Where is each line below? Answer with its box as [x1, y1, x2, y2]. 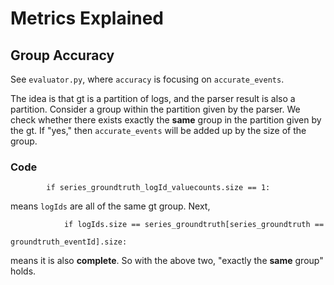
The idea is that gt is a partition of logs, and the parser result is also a [10, 93, 296, 104]
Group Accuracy [10, 47, 115, 64]
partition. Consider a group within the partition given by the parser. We [10, 103, 301, 115]
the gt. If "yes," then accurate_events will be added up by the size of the [10, 125, 307, 136]
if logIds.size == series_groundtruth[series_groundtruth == [63, 220, 325, 230]
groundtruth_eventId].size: [10, 237, 128, 247]
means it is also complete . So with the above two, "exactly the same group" [10, 255, 324, 267]
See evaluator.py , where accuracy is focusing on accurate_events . [10, 73, 285, 85]
